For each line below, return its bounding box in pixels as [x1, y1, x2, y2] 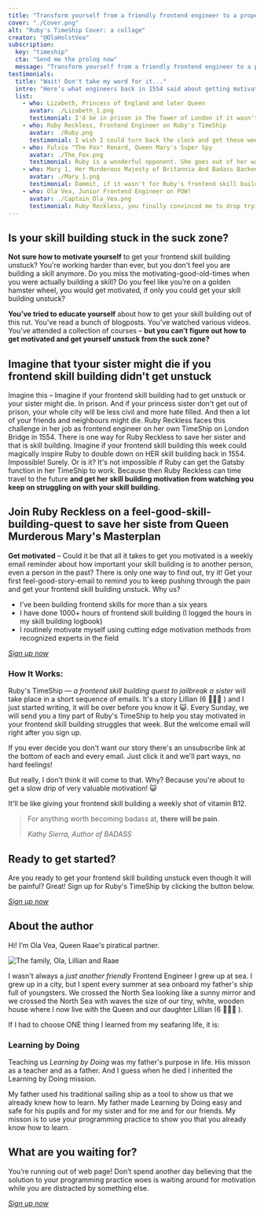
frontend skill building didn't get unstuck [8, 370, 212, 383]
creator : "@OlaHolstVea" [8, 33, 90, 42]
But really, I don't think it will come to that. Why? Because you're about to [8, 775, 245, 785]
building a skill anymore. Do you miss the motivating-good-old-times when [8, 269, 250, 278]
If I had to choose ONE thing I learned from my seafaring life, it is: [8, 1020, 220, 1029]
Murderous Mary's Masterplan [8, 530, 161, 544]
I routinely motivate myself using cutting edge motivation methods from [19, 624, 251, 634]
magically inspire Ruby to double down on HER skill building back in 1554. [8, 449, 246, 458]
